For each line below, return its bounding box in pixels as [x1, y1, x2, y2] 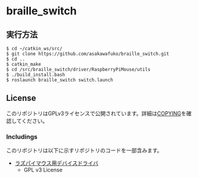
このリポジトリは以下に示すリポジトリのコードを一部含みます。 [6, 147, 163, 154]
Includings [6, 133, 38, 141]
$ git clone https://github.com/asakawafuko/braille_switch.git [6, 51, 169, 57]
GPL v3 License [23, 166, 63, 174]
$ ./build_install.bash [6, 72, 66, 78]
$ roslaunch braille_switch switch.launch [6, 77, 113, 83]
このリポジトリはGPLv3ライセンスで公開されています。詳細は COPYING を [6, 109, 187, 117]
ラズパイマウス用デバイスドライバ [14, 159, 98, 167]
